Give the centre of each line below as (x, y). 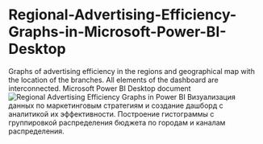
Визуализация (211, 97)
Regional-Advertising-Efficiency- (122, 15)
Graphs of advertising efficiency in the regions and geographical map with (132, 71)
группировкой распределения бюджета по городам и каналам (117, 122)
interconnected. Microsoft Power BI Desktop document (100, 88)
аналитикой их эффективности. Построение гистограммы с (111, 113)
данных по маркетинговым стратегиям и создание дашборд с (116, 105)
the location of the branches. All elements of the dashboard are (114, 80)
